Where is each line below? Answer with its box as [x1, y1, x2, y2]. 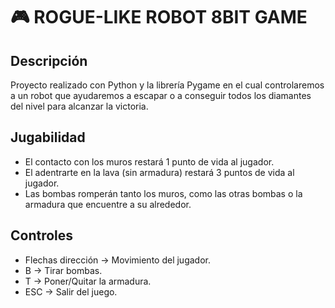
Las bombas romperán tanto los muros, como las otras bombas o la [24, 187, 303, 199]
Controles [10, 227, 74, 244]
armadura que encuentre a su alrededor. [24, 198, 192, 210]
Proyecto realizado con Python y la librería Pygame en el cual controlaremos [10, 79, 325, 91]
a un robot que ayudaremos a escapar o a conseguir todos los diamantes [10, 90, 312, 101]
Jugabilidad [10, 129, 86, 146]
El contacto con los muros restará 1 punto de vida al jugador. [24, 155, 275, 168]
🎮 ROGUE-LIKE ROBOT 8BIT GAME [10, 6, 308, 29]
